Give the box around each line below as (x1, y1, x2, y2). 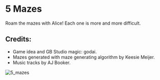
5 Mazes (5, 3, 42, 15)
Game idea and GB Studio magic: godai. (12, 48, 97, 54)
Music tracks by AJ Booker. (12, 59, 71, 66)
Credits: (5, 35, 32, 44)
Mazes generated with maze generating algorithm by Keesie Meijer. (12, 54, 155, 60)
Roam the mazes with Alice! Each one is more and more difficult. (5, 20, 141, 26)
